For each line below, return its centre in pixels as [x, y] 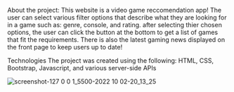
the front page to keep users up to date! [65, 47]
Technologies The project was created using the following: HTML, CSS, [111, 61]
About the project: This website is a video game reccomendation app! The [115, 10]
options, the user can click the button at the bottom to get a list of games [113, 32]
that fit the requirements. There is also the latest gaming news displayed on [116, 40]
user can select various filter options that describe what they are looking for [117, 17]
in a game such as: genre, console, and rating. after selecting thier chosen [115, 25]
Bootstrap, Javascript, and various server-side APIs [82, 68]
